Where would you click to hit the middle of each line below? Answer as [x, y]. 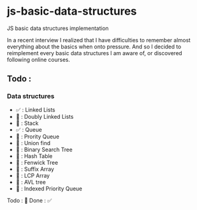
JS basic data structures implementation [58, 28]
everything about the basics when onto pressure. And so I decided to [94, 47]
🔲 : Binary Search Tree [44, 149]
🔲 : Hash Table [34, 156]
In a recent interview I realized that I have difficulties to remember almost [99, 40]
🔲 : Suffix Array [35, 169]
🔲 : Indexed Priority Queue [49, 189]
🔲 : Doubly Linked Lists [45, 116]
